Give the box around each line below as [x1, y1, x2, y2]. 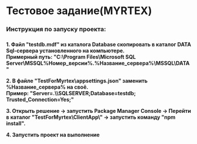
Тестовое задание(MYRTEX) [6, 4, 152, 18]
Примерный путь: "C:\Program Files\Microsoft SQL [6, 53, 136, 61]
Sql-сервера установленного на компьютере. [6, 47, 125, 54]
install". [6, 120, 26, 127]
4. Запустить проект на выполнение [6, 131, 100, 139]
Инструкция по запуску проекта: [6, 25, 106, 34]
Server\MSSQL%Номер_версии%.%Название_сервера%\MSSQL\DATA [6, 60, 190, 67]
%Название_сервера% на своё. [6, 83, 89, 91]
